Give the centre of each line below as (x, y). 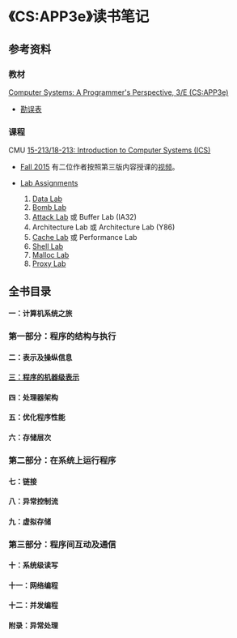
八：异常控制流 (33, 501)
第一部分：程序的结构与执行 (62, 336)
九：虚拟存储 (30, 521)
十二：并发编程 (33, 606)
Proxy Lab (49, 263)
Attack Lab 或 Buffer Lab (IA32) (85, 217)
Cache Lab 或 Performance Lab (85, 238)
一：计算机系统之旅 (40, 314)
